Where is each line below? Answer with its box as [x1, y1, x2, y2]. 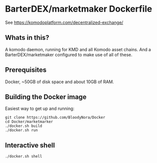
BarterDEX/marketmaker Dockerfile [5, 3, 152, 15]
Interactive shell [5, 141, 55, 149]
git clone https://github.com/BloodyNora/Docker [5, 115, 105, 120]
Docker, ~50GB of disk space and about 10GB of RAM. [5, 79, 114, 85]
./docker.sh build [5, 124, 42, 128]
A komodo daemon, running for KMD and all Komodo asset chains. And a [5, 46, 151, 52]
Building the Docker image [5, 92, 87, 101]
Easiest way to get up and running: [5, 106, 74, 111]
